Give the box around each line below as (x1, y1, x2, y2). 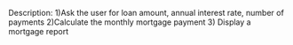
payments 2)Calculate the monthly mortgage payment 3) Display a (8, 17, 251, 27)
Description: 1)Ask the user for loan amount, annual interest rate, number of (8, 8, 285, 18)
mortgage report (8, 26, 68, 36)
